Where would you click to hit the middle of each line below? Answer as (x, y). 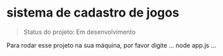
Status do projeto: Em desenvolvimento (79, 32)
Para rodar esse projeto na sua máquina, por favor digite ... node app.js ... (111, 45)
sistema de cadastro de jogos (93, 13)
